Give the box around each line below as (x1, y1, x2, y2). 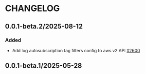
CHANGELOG (5, 3, 60, 14)
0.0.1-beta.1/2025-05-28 (5, 61, 82, 70)
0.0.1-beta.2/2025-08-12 (5, 22, 83, 30)
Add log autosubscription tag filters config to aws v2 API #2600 (12, 47, 140, 53)
